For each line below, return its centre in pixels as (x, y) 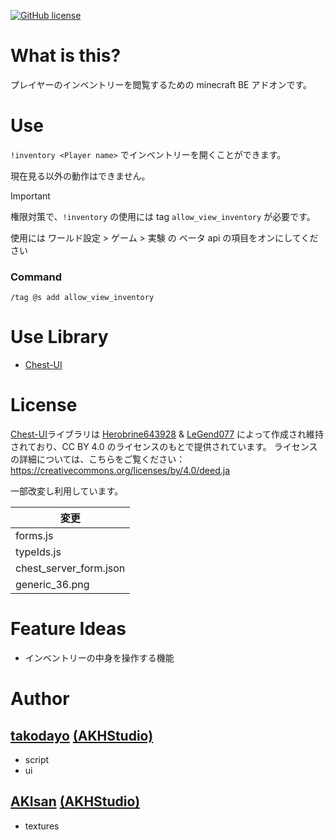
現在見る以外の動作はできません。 (80, 176)
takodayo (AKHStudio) (82, 735)
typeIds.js (38, 552)
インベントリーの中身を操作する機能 (99, 657)
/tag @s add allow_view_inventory (82, 298)
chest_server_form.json (70, 568)
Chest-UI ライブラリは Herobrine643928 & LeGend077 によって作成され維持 (167, 434)
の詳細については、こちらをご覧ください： (98, 459)
